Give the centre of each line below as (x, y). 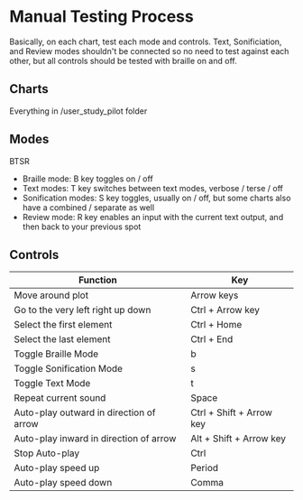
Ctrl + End (212, 339)
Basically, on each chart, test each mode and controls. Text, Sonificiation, (146, 42)
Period (205, 468)
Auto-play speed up (57, 468)
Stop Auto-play (46, 453)
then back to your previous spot (82, 227)
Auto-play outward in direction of (85, 412)
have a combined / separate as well (88, 207)
